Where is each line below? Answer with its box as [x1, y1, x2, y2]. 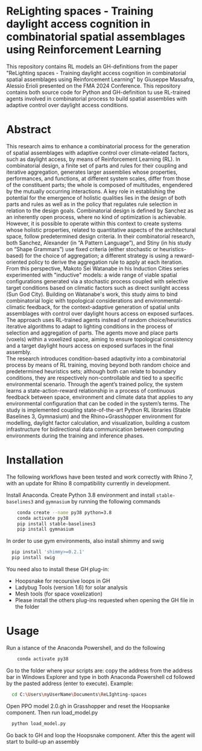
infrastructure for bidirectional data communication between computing [6, 425, 184, 433]
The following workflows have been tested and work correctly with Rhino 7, [6, 473, 193, 480]
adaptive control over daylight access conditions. [6, 101, 128, 108]
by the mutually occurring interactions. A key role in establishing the [6, 188, 175, 195]
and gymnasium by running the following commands [34, 497, 161, 505]
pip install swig [11, 555, 55, 561]
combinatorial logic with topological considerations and [6, 297, 144, 304]
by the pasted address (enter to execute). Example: [6, 680, 134, 687]
